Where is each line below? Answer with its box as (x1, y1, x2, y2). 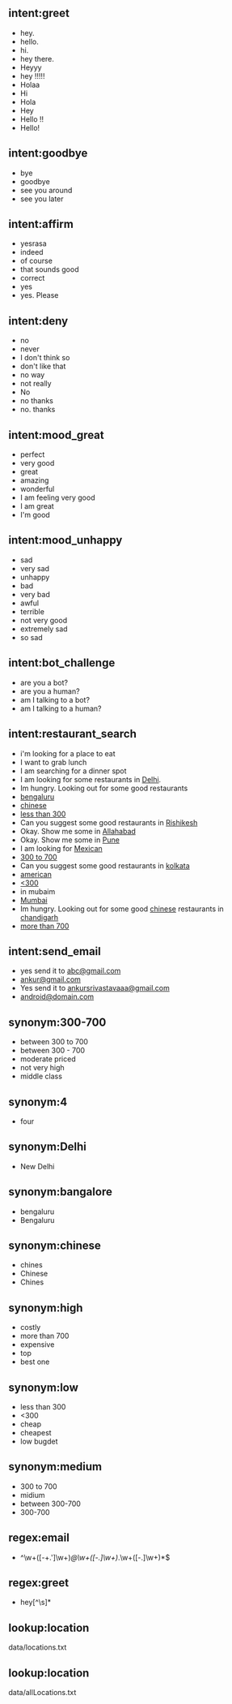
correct (19, 273, 45, 283)
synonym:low (8, 1380, 79, 1394)
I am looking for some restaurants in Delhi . (19, 774, 162, 784)
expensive (19, 1340, 55, 1349)
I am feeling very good (19, 493, 95, 502)
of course (19, 256, 53, 266)
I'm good (19, 510, 50, 520)
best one (19, 1357, 50, 1366)
